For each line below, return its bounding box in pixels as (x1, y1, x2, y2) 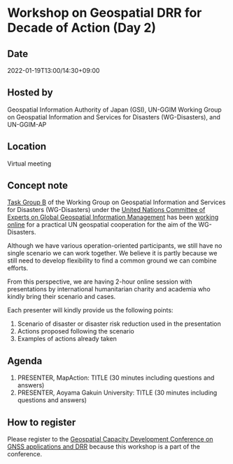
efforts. (7, 264, 29, 272)
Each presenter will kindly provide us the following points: (7, 306, 174, 314)
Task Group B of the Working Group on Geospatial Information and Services (7, 198, 226, 206)
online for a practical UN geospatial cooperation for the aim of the (7, 220, 197, 229)
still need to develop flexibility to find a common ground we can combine (7, 256, 217, 265)
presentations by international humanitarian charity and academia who (7, 285, 211, 293)
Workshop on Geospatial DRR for (7, 5, 202, 21)
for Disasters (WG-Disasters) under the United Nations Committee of (7, 206, 206, 214)
